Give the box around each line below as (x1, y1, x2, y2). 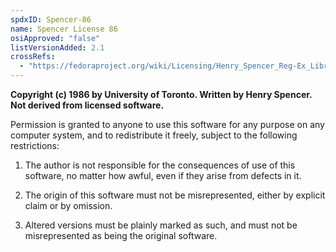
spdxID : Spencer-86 (10, 14, 92, 25)
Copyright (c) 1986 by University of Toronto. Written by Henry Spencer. (10, 89, 313, 100)
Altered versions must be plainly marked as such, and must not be (24, 219, 298, 231)
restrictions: (10, 140, 60, 151)
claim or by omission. (24, 200, 113, 211)
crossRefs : (10, 52, 56, 62)
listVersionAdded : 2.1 (10, 42, 105, 53)
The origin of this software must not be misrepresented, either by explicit (24, 189, 326, 201)
